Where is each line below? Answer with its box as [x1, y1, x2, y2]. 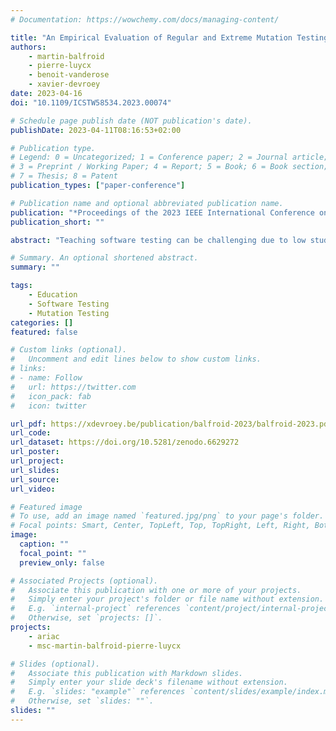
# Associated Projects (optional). [10, 576, 159, 586]
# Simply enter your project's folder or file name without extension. [10, 594, 325, 605]
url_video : [10, 484, 56, 494]
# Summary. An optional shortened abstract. [10, 253, 199, 263]
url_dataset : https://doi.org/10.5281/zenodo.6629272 [10, 437, 240, 448]
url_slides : [10, 465, 60, 475]
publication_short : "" [10, 217, 105, 227]
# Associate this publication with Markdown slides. [10, 668, 244, 678]
